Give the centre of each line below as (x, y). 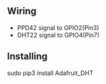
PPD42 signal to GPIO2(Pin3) (58, 27)
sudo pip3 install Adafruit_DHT (50, 73)
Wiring (22, 11)
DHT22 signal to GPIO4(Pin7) (58, 35)
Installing (27, 56)
